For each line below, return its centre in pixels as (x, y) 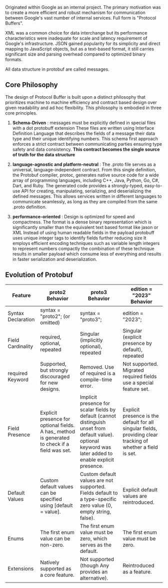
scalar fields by (98, 409)
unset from (93, 428)
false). (87, 518)
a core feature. (57, 574)
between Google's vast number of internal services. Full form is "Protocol (81, 18)
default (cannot (98, 416)
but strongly (54, 370)
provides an (94, 571)
